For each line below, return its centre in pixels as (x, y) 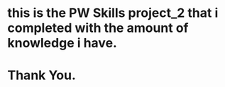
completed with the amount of (98, 28)
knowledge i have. (62, 43)
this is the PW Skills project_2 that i (113, 13)
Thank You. (42, 75)
